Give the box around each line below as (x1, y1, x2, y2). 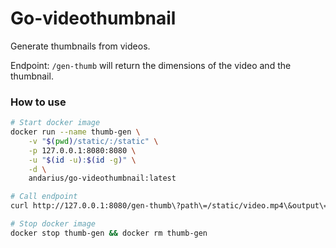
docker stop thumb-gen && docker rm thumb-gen (10, 228, 208, 238)
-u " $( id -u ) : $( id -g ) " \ (28, 155, 137, 165)
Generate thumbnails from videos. (10, 40, 151, 52)
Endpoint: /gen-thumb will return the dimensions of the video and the (10, 59, 292, 71)
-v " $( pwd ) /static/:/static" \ (28, 136, 159, 146)
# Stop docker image (10, 219, 97, 229)
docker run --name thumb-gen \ (10, 127, 141, 137)
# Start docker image (10, 118, 101, 128)
